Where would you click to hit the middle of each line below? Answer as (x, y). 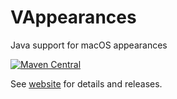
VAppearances (73, 17)
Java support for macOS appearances (89, 45)
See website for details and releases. (86, 83)
